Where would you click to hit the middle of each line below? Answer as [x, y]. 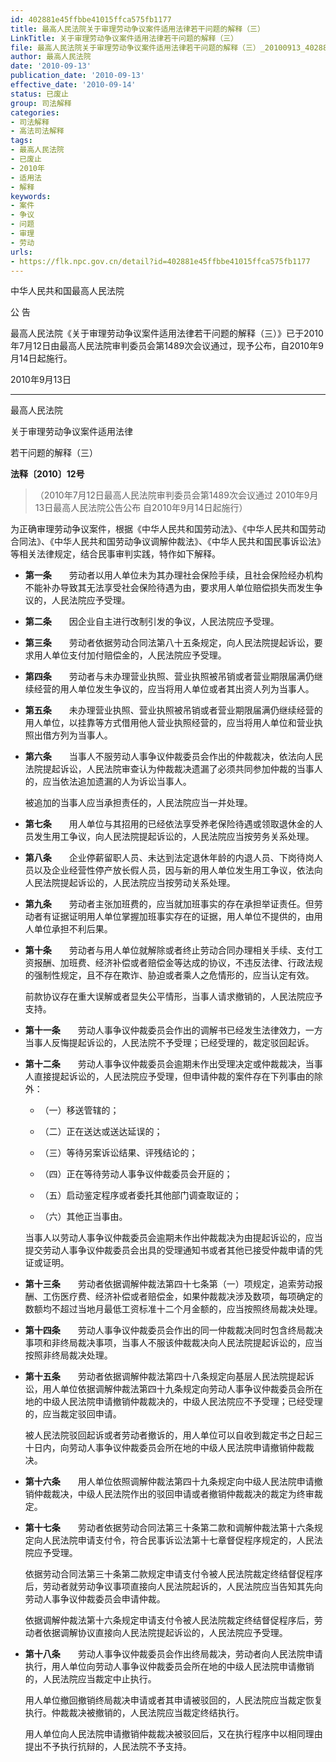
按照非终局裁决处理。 [68, 1355]
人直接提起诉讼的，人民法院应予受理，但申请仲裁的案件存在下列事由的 [169, 1077]
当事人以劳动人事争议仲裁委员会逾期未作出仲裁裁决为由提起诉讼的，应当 [173, 1238]
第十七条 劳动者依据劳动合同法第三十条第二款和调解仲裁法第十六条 [169, 1528]
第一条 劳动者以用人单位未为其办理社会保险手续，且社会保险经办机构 [173, 575]
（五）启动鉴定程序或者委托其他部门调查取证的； [140, 1195]
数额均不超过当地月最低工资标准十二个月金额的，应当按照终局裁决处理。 [173, 1309]
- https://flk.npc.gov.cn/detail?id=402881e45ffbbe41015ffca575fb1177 [160, 261]
